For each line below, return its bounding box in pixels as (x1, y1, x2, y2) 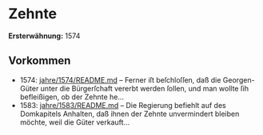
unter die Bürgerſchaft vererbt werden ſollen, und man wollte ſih (40, 83, 249, 93)
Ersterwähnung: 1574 (8, 31, 81, 40)
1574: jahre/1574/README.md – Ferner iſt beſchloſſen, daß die (19, 75, 221, 84)
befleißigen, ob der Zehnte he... (19, 92, 125, 102)
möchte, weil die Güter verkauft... (19, 117, 130, 127)
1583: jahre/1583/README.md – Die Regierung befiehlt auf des (19, 100, 226, 110)
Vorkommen (8, 54, 71, 67)
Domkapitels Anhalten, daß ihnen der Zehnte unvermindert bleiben (19, 109, 240, 118)
